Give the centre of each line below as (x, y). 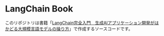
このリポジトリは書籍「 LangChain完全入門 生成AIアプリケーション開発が (80, 23)
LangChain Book (39, 9)
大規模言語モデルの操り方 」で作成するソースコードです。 (75, 29)
